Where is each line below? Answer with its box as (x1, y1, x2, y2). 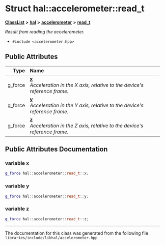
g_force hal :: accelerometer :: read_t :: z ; (5, 216, 89, 221)
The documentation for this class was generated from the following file (5, 230, 149, 236)
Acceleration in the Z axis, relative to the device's (29, 122, 143, 129)
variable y (5, 183, 29, 189)
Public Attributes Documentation (5, 145, 108, 153)
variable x (5, 160, 29, 167)
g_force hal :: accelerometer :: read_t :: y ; (5, 194, 89, 199)
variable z (5, 205, 29, 212)
